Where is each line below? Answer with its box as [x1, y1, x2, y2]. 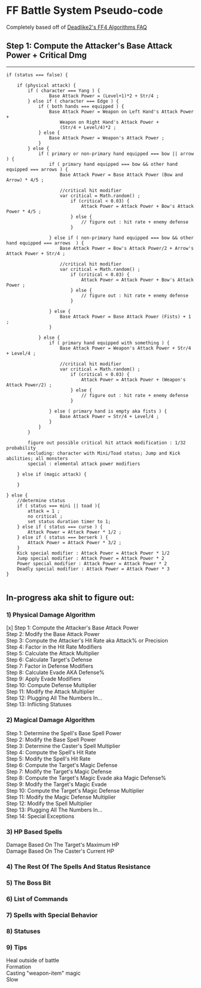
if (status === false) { [6, 71, 68, 78]
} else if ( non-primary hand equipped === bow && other [48, 235, 194, 241]
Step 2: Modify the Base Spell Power [6, 736, 97, 743]
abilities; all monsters [6, 455, 68, 461]
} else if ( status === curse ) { [17, 524, 103, 530]
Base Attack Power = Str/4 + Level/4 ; [59, 413, 160, 419]
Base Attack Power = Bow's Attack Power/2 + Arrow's [59, 245, 194, 251]
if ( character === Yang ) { [28, 88, 100, 94]
